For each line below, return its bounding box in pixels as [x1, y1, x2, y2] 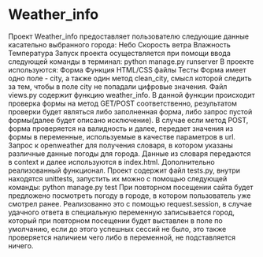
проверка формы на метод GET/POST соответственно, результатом [8, 99, 238, 108]
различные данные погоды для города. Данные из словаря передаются [8, 148, 251, 158]
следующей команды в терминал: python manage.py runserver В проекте [8, 57, 254, 66]
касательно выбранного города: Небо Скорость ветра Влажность [8, 39, 231, 49]
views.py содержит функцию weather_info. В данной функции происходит [8, 90, 255, 99]
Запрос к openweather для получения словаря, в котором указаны [8, 140, 234, 150]
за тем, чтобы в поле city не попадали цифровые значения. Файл [8, 81, 228, 91]
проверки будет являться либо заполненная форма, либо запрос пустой [8, 106, 253, 116]
